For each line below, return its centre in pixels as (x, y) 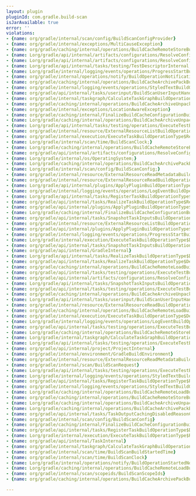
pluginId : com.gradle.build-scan (47, 17)
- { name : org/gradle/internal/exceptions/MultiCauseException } (85, 44)
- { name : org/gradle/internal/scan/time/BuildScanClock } (77, 457)
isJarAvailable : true (32, 22)
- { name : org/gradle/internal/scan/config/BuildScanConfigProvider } (91, 39)
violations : (20, 33)
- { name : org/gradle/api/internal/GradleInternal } (69, 251)
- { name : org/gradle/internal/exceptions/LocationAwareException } (88, 109)
